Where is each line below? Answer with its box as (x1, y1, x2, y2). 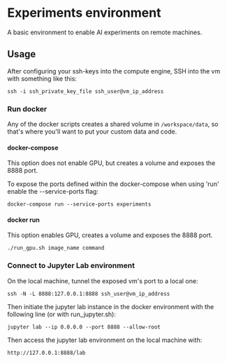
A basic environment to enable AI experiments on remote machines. (7, 28, 203, 36)
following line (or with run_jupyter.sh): (7, 310, 117, 318)
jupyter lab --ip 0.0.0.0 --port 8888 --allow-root (7, 323, 161, 330)
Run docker (7, 104, 47, 113)
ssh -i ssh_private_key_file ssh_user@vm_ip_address (7, 87, 164, 95)
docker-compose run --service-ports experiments (7, 201, 152, 208)
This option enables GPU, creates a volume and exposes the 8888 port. (7, 231, 213, 239)
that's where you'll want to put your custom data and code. (7, 127, 177, 136)
